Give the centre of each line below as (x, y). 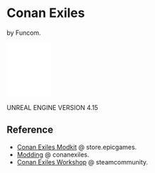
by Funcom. (24, 33)
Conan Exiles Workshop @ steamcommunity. (82, 162)
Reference (30, 130)
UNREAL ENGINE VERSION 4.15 (52, 107)
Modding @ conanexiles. (53, 155)
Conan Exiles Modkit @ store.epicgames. (77, 147)
